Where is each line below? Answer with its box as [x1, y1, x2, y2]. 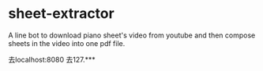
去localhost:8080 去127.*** [8, 55, 96, 64]
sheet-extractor [8, 5, 115, 23]
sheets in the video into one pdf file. [8, 38, 126, 48]
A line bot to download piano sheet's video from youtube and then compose [8, 30, 256, 40]
